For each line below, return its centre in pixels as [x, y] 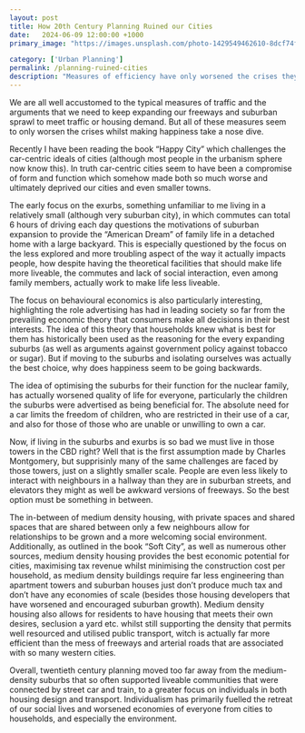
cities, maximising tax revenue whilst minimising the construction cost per [148, 566]
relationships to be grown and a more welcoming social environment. [138, 537]
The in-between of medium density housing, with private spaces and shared [152, 517]
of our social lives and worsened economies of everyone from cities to [141, 708]
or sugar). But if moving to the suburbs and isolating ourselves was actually [151, 358]
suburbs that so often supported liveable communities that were [159, 679]
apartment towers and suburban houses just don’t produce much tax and [146, 585]
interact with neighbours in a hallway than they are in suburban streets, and [151, 480]
